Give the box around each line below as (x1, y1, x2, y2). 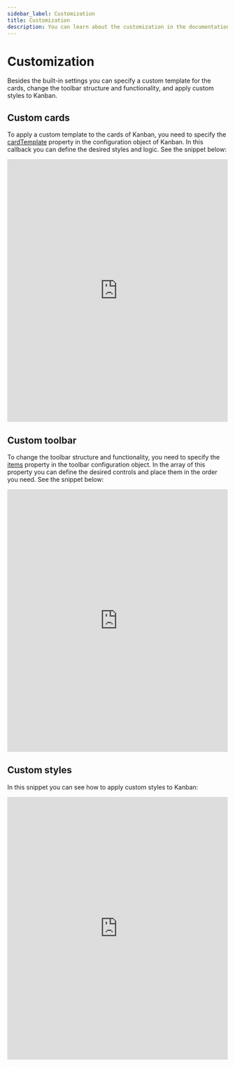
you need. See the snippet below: (7, 475, 104, 483)
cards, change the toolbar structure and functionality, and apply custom (7, 84, 215, 92)
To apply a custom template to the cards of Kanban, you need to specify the (7, 130, 227, 139)
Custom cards (7, 111, 70, 123)
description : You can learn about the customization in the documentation (7, 23, 230, 30)
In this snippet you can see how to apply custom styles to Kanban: (7, 782, 199, 791)
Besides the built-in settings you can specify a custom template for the (7, 76, 211, 85)
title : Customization (7, 17, 71, 24)
